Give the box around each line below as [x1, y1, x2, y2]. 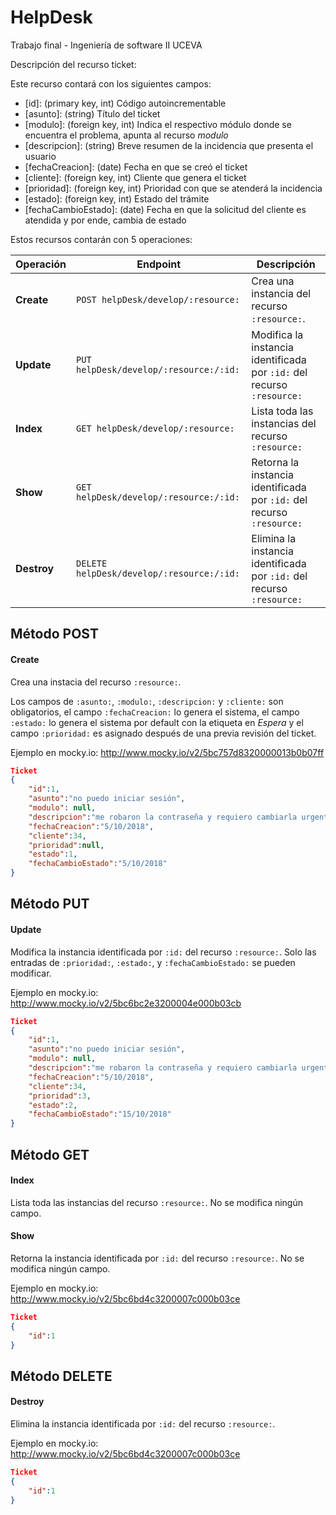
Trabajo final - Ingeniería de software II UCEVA [10, 39, 203, 51]
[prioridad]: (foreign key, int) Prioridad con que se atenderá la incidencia [24, 182, 323, 194]
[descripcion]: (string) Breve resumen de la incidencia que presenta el [24, 139, 314, 151]
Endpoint [136, 257, 182, 271]
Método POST [10, 626, 99, 643]
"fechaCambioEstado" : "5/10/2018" [28, 859, 168, 869]
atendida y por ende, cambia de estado [24, 214, 187, 226]
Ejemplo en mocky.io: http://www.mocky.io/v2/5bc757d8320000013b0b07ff [10, 746, 325, 758]
